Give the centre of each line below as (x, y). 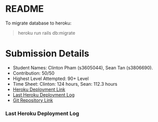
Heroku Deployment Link (39, 89)
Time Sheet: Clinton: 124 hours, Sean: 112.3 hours (65, 84)
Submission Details (47, 54)
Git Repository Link (33, 100)
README (25, 9)
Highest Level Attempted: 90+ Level (51, 78)
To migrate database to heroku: (38, 23)
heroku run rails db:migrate (46, 33)
